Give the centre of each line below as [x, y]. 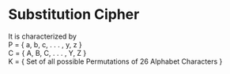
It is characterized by [43, 36]
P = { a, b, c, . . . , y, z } [45, 44]
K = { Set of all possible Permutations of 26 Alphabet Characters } [115, 61]
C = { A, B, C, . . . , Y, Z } [47, 53]
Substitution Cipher [74, 15]
